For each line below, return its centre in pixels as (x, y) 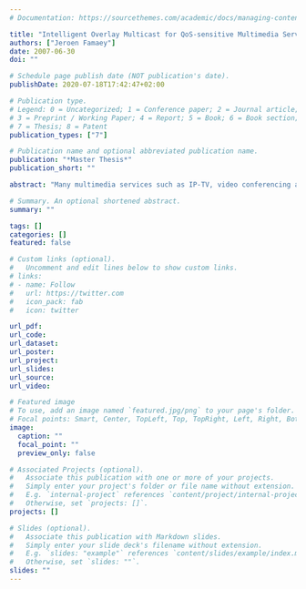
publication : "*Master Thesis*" (71, 160)
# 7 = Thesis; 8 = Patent (58, 127)
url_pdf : (26, 327)
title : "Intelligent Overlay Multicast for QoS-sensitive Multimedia (144, 34)
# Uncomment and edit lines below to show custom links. (124, 268)
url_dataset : (34, 344)
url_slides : (32, 369)
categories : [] (38, 234)
